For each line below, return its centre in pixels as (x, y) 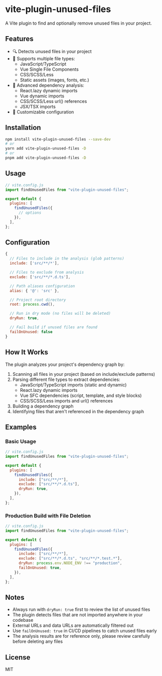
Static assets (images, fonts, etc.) (54, 80)
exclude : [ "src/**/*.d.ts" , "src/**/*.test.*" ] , (70, 559)
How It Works (27, 352)
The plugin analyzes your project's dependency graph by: (65, 364)
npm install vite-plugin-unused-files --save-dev (58, 139)
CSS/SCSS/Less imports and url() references (66, 400)
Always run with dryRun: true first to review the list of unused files (81, 610)
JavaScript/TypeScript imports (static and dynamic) (73, 384)
